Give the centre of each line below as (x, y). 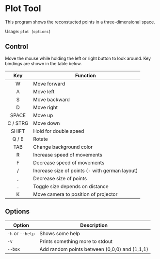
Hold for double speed (59, 131)
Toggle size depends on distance (71, 186)
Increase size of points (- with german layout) (86, 171)
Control (16, 47)
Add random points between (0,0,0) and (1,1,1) (94, 249)
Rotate (41, 139)
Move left (44, 91)
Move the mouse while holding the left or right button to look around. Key (78, 58)
